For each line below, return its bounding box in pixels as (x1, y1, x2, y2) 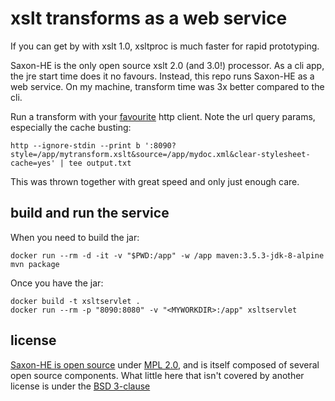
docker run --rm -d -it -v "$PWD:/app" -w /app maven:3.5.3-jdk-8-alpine (10, 250, 325, 261)
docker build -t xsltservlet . (10, 296, 141, 306)
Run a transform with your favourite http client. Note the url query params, (10, 110, 316, 122)
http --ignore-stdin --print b (10, 140, 141, 151)
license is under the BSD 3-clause (10, 380, 151, 392)
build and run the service (10, 205, 170, 222)
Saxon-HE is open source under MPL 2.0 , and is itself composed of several (10, 358, 320, 371)
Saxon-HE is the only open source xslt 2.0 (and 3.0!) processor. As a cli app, (10, 59, 325, 71)
